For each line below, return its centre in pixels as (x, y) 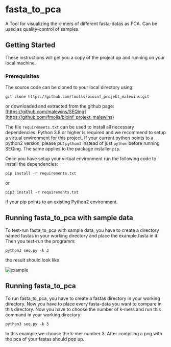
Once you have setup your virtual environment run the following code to (81, 159)
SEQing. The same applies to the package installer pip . (63, 149)
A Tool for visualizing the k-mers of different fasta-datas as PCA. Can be (81, 24)
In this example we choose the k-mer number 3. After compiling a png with (84, 333)
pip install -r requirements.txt (41, 174)
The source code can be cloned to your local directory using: (69, 88)
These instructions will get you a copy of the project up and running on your (85, 57)
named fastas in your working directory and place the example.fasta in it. (82, 235)
